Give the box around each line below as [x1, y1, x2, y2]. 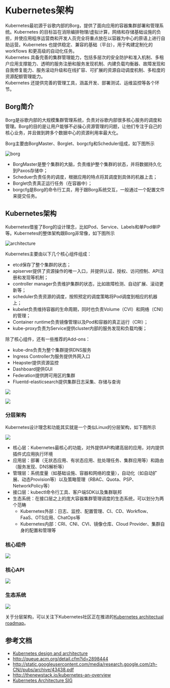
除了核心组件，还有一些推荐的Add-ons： [5, 336, 90, 342]
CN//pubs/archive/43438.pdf [12, 666, 74, 672]
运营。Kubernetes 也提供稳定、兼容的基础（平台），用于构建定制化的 [9, 41, 153, 47]
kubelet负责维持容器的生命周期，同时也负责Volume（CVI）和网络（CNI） [12, 306, 164, 312]
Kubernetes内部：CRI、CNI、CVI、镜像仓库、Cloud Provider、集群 [20, 521, 161, 527]
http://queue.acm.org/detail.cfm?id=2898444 [12, 655, 109, 662]
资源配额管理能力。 [5, 73, 46, 79]
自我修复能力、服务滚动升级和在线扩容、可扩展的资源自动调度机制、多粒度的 [5, 67, 165, 73]
